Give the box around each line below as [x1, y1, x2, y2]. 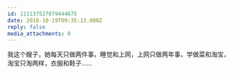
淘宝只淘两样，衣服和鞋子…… [7, 59, 93, 68]
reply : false [7, 23, 46, 30]
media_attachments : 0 [7, 30, 71, 37]
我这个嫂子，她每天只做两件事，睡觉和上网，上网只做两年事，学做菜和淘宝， [7, 50, 230, 58]
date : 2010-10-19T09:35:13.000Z [7, 17, 102, 24]
